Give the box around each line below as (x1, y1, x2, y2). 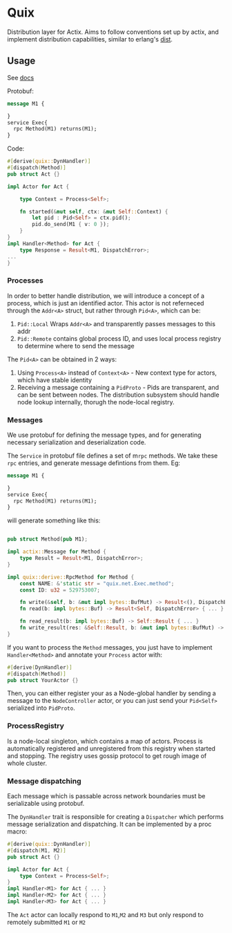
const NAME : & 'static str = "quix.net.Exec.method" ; (19, 580, 175, 587)
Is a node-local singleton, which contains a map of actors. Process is (7, 737, 203, 745)
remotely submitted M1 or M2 (7, 918, 86, 926)
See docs (7, 73, 35, 82)
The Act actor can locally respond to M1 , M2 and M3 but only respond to (7, 910, 204, 918)
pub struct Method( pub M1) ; (7, 536, 88, 543)
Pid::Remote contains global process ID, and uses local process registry (17, 334, 222, 343)
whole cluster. (7, 759, 47, 767)
